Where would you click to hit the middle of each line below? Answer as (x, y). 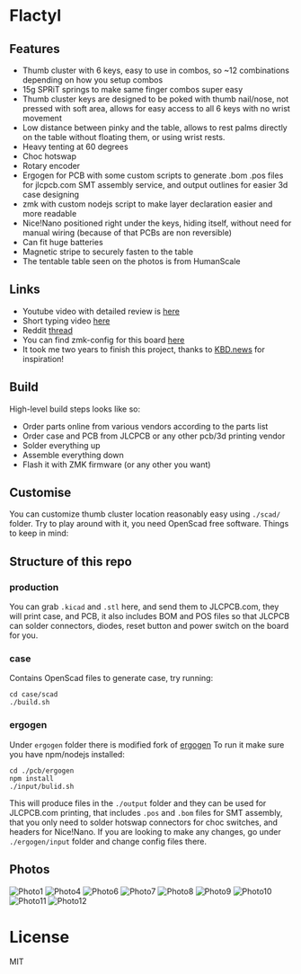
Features (35, 49)
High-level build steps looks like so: (75, 409)
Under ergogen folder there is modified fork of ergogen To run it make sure (147, 744)
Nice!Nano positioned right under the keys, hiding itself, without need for (157, 223)
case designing (50, 195)
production (34, 587)
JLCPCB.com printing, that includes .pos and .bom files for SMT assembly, (146, 812)
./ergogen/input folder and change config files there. (108, 841)
